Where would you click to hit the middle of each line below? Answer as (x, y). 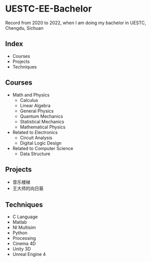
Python (20, 233)
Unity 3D (22, 249)
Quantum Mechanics (41, 116)
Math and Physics (31, 95)
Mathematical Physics (43, 127)
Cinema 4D (24, 244)
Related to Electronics (35, 132)
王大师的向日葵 (28, 188)
